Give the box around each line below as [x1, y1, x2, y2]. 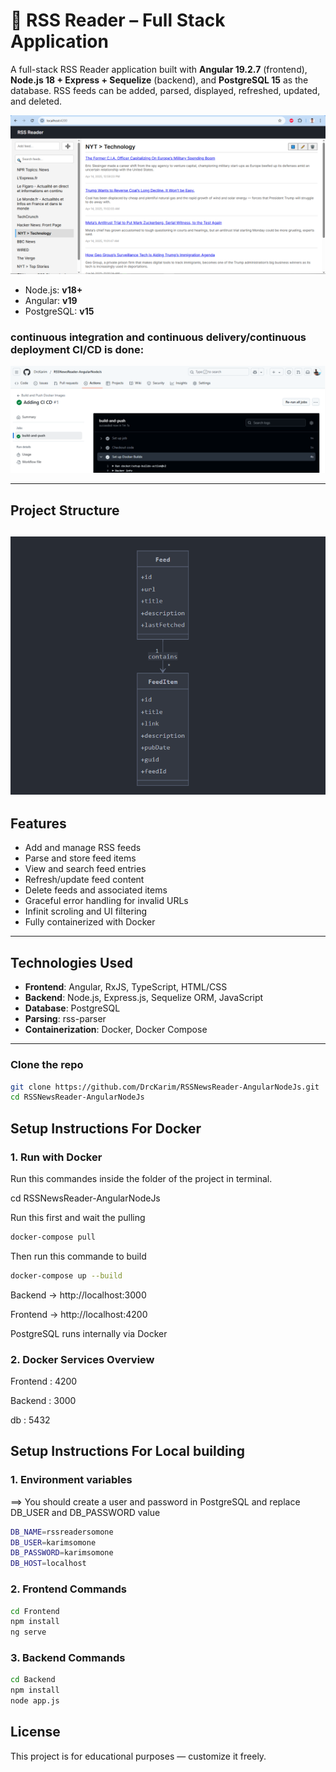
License [10, 1724, 61, 1741]
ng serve [10, 1627, 47, 1638]
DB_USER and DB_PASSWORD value [10, 1506, 161, 1518]
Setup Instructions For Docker [10, 1120, 202, 1137]
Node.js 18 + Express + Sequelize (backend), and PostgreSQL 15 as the [10, 74, 309, 86]
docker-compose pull [10, 1232, 97, 1242]
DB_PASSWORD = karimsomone [10, 1548, 114, 1558]
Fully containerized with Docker [24, 916, 156, 928]
